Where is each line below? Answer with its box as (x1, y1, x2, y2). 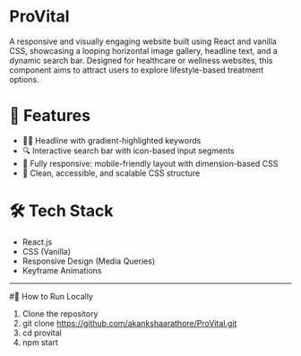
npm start (21, 336, 58, 347)
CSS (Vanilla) (21, 246, 72, 256)
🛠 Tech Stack (9, 201, 114, 221)
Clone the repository (21, 308, 99, 319)
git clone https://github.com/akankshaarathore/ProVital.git (21, 317, 237, 328)
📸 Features (9, 106, 91, 126)
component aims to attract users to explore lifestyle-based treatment (9, 65, 264, 75)
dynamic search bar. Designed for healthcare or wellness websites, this (9, 55, 273, 65)
